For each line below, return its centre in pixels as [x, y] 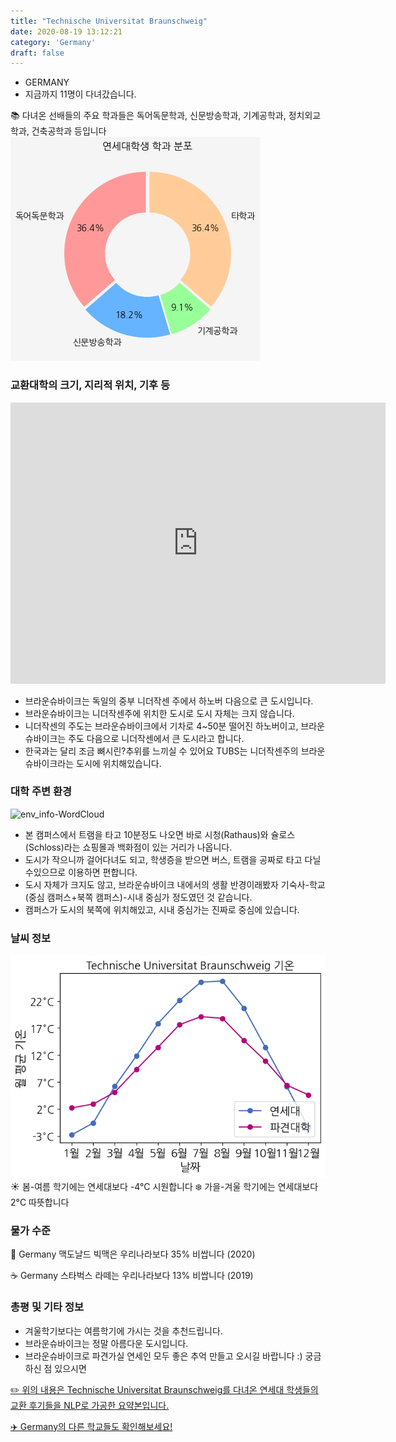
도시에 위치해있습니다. [119, 763]
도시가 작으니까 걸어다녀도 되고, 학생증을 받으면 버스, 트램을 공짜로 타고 [163, 859]
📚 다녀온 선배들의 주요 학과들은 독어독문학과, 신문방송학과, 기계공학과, [148, 116]
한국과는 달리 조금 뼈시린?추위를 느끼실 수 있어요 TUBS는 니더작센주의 [161, 751]
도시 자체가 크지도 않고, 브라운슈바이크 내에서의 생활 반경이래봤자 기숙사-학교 [175, 884]
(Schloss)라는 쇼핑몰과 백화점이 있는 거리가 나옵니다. [128, 847]
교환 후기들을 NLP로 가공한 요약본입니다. [90, 1405]
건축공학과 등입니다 [69, 131]
